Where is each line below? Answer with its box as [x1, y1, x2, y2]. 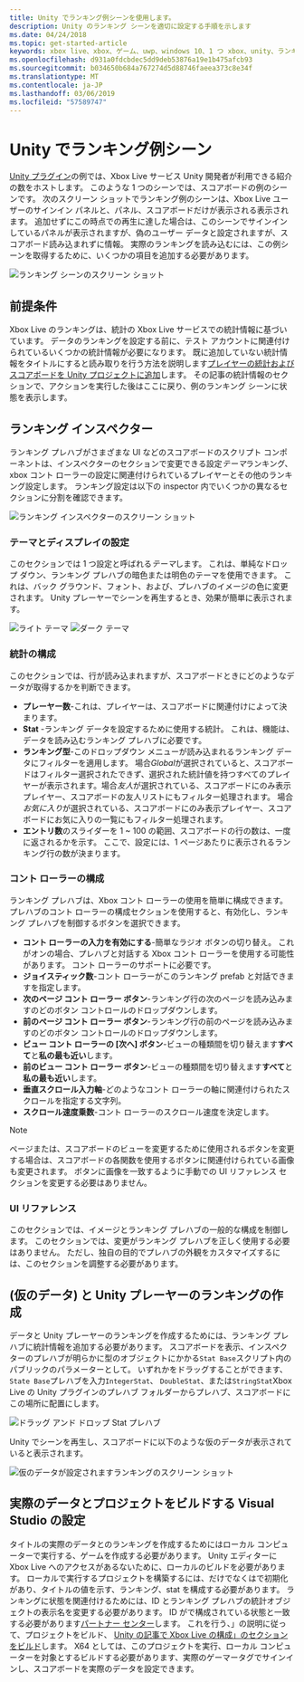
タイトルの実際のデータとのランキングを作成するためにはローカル [9, 1538, 255, 1549]
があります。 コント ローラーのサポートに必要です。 [22, 959, 216, 970]
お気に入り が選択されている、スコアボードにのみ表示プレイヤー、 [22, 802, 269, 813]
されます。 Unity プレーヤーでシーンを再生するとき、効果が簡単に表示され [9, 592, 285, 603]
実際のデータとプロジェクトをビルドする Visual [9, 1496, 275, 1512]
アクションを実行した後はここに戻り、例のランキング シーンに [48, 381, 280, 392]
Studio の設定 [9, 1513, 86, 1528]
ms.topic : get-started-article [9, 38, 128, 48]
